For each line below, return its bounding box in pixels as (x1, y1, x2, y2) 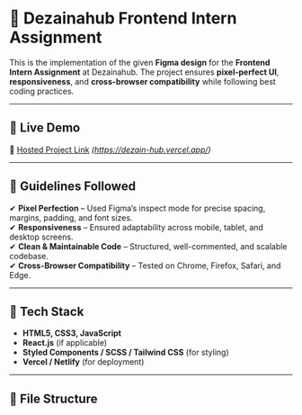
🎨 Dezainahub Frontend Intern (9, 8, 237, 29)
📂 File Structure (9, 391, 98, 406)
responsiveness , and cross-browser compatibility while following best (9, 76, 276, 86)
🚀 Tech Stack (9, 303, 84, 319)
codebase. (9, 250, 49, 261)
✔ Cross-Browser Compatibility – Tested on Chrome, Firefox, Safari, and (9, 260, 281, 271)
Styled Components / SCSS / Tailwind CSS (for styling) (22, 347, 229, 358)
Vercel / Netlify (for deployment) (22, 356, 145, 367)
